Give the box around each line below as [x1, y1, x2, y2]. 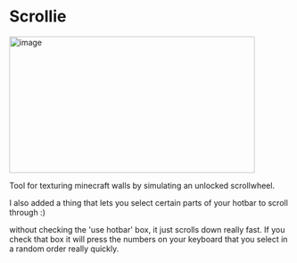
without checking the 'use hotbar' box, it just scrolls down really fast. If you [9, 224, 285, 234]
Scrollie [9, 6, 67, 27]
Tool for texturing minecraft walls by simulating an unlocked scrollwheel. [9, 180, 275, 191]
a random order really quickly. [9, 243, 120, 254]
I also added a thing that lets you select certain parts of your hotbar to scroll [9, 197, 288, 208]
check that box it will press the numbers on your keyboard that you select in [9, 233, 288, 244]
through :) [9, 207, 46, 217]
